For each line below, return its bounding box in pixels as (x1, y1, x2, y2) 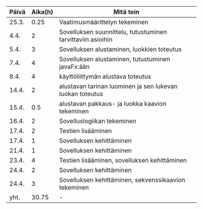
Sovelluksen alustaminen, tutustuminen (59, 55, 170, 63)
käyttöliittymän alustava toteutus (59, 72, 152, 80)
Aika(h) (31, 8, 53, 16)
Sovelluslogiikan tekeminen (59, 117, 137, 125)
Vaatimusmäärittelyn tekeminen (59, 18, 149, 26)
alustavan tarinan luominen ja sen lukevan (59, 82, 178, 90)
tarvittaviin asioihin (59, 36, 113, 43)
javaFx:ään (59, 63, 90, 71)
